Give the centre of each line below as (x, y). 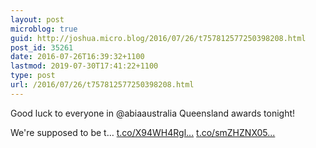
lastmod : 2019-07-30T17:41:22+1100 (84, 66)
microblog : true (44, 29)
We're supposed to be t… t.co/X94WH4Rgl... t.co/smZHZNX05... (143, 132)
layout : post (37, 19)
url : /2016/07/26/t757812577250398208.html (102, 85)
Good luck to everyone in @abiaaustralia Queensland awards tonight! (153, 113)
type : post (33, 76)
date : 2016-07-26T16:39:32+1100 (77, 57)
